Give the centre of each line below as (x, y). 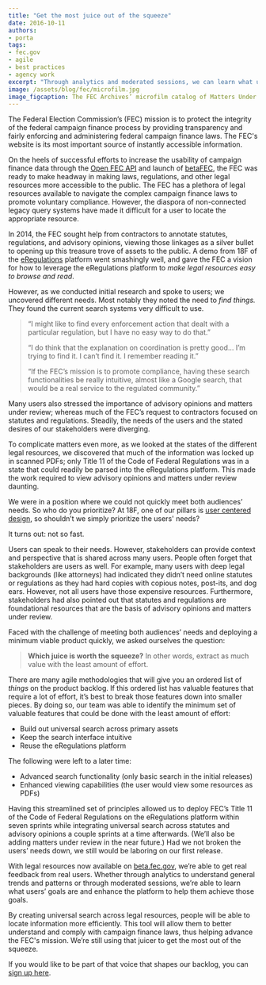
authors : (23, 30)
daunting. (24, 487)
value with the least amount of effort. (88, 665)
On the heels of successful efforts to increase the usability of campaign (125, 160)
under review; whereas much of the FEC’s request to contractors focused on (133, 412)
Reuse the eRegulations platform (73, 745)
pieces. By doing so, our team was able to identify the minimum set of (122, 705)
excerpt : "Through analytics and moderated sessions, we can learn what (131, 82)
